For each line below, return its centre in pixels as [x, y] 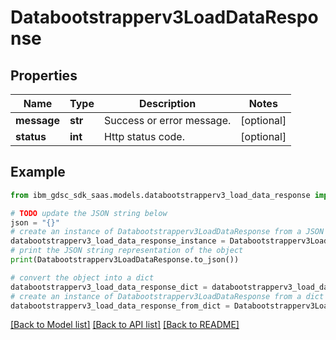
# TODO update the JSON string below [89, 213]
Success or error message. [167, 120]
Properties [44, 75]
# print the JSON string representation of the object [127, 251]
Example [38, 172]
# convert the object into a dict [82, 277]
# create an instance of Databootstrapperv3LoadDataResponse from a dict [167, 296]
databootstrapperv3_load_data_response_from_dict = [120, 306]
